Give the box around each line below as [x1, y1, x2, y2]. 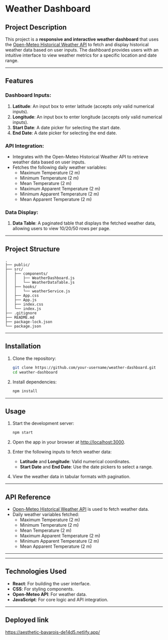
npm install [12, 388, 37, 393]
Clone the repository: [12, 355, 56, 361]
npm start [12, 430, 33, 435]
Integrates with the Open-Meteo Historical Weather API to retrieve [12, 153, 148, 159]
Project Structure [5, 245, 60, 253]
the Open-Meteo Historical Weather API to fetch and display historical [5, 42, 149, 48]
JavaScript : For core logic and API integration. [12, 596, 108, 602]
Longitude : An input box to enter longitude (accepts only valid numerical [12, 114, 162, 120]
